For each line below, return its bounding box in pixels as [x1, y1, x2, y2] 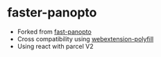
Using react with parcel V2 [17, 42, 94, 50]
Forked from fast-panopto [17, 27, 92, 36]
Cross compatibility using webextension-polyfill [17, 34, 154, 43]
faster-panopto [7, 5, 97, 21]
